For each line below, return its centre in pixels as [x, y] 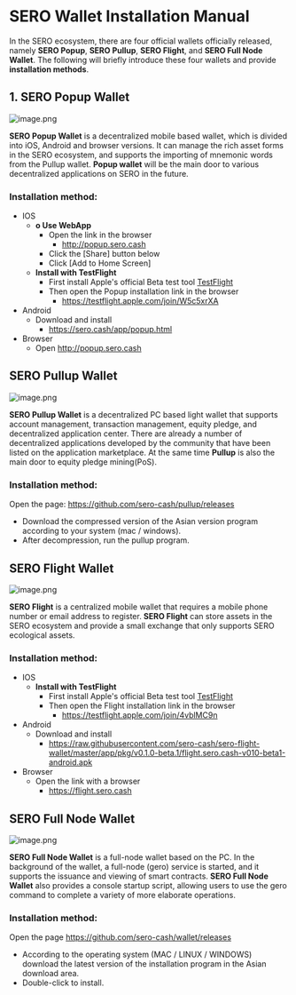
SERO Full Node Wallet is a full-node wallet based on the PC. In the [132, 857]
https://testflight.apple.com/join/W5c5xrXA [140, 301]
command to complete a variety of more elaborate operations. [123, 895]
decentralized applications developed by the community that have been [140, 442]
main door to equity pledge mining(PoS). [83, 462]
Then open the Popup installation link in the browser [144, 291]
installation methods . [49, 69]
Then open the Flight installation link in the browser [142, 706]
